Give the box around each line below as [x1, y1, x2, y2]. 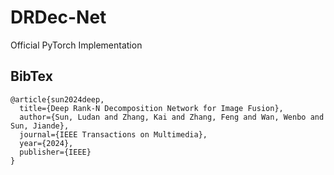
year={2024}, [19, 138, 74, 148]
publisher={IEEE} [19, 147, 92, 157]
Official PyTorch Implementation [10, 39, 143, 51]
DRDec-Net [10, 6, 107, 29]
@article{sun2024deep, [10, 94, 105, 105]
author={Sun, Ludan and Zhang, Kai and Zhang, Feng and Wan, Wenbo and [19, 112, 325, 122]
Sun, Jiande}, [10, 121, 70, 131]
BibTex [10, 68, 53, 85]
